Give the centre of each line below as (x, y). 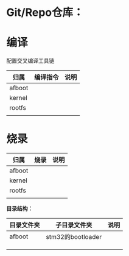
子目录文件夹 (74, 225)
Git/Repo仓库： (45, 12)
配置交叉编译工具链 (30, 61)
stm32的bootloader (74, 237)
